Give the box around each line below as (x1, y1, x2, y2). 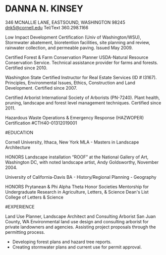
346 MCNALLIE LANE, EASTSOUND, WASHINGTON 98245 (5, 19, 125, 25)
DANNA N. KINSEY (5, 3, 83, 14)
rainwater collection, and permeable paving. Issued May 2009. (5, 45, 133, 51)
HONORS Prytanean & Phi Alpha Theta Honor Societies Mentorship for (5, 184, 149, 190)
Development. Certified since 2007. (5, 85, 77, 91)
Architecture (5, 144, 31, 150)
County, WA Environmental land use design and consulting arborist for (5, 218, 149, 224)
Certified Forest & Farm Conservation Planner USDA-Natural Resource (5, 54, 149, 60)
